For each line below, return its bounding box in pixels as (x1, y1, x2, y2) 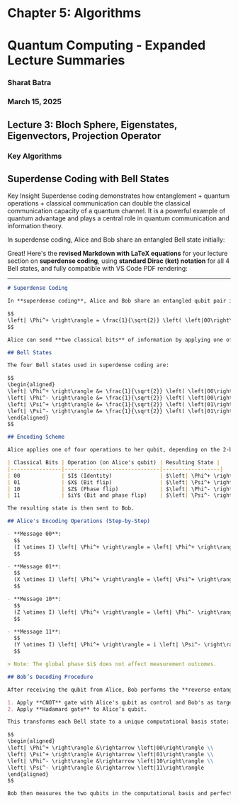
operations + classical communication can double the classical (7, 199, 191, 208)
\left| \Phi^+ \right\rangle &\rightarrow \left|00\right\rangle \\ (7, 744, 214, 752)
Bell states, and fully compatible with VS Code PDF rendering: (7, 264, 188, 273)
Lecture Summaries (7, 52, 125, 69)
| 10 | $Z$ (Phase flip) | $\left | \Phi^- (7, 485, 211, 493)
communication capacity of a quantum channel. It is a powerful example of (7, 207, 226, 215)
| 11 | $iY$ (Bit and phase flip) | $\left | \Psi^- (7, 492, 211, 499)
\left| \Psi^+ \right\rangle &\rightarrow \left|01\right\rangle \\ (7, 751, 214, 758)
